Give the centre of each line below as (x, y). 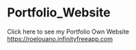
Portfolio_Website (59, 13)
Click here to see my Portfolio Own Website (68, 32)
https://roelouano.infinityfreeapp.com (60, 38)
